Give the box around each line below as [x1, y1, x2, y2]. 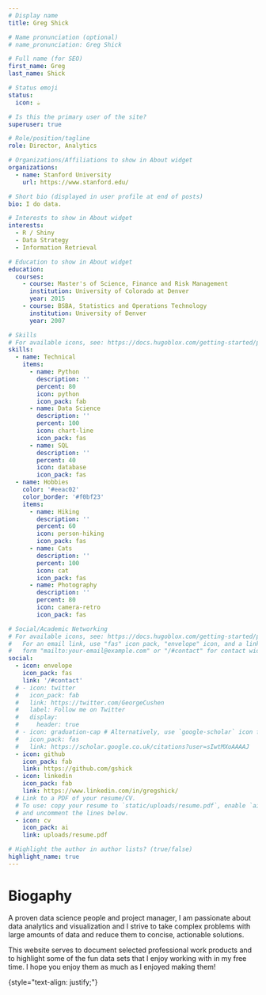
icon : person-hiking [36, 530, 104, 538]
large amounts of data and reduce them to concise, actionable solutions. [8, 929, 245, 939]
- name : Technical [15, 353, 77, 361]
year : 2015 [28, 294, 66, 303]
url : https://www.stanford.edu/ [22, 178, 129, 186]
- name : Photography [28, 581, 97, 590]
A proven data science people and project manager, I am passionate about [8, 913, 252, 922]
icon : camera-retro [36, 603, 101, 611]
